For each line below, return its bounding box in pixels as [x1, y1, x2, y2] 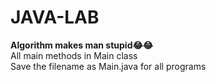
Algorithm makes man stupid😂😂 [10, 39, 154, 51]
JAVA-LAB [10, 6, 100, 29]
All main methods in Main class [10, 49, 138, 61]
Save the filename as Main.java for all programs [10, 60, 207, 72]
